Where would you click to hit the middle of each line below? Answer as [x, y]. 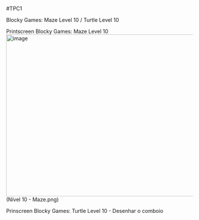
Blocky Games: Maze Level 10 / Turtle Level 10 [63, 20]
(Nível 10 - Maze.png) [33, 199]
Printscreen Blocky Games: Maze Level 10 [57, 31]
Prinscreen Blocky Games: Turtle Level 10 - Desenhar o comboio [85, 211]
